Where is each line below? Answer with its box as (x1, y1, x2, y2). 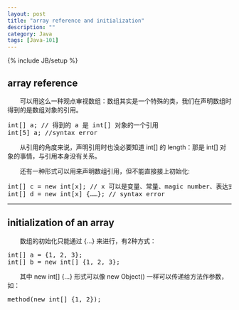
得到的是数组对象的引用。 (7, 105, 83, 114)
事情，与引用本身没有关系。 (19, 151, 101, 160)
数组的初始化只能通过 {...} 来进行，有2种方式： (19, 236, 156, 245)
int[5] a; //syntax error (7, 129, 98, 137)
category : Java (7, 30, 53, 38)
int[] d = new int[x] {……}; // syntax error (7, 190, 166, 198)
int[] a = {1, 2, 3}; (7, 250, 83, 259)
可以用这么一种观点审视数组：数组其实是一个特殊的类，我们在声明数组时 (19, 97, 232, 105)
